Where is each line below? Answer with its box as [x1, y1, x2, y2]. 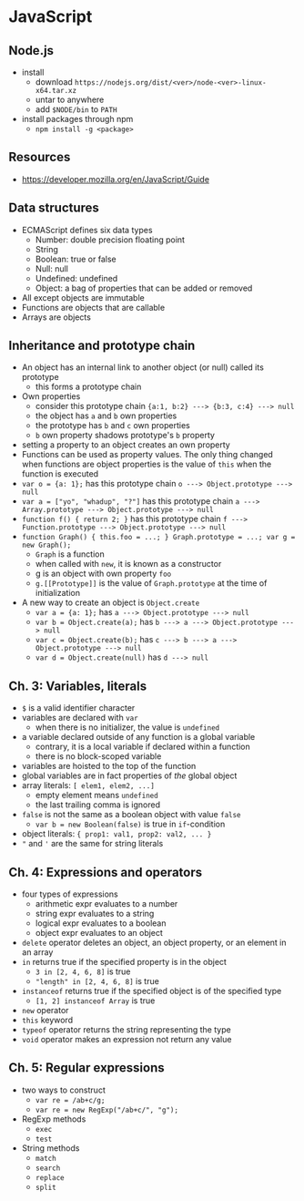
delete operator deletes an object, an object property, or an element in [21, 937, 288, 949]
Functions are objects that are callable [21, 302, 166, 313]
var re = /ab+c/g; [35, 1095, 106, 1104]
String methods [21, 1142, 80, 1154]
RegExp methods [21, 1114, 86, 1124]
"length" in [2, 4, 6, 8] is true [35, 976, 160, 987]
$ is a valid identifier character [21, 703, 136, 713]
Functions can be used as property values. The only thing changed [21, 449, 274, 460]
